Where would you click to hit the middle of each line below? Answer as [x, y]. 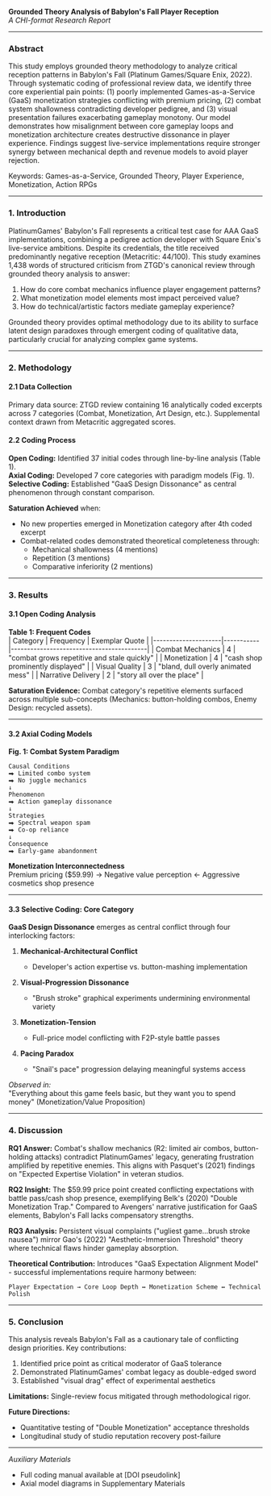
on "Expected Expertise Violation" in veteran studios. [96, 1173]
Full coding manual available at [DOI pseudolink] [100, 1475]
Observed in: [30, 1085]
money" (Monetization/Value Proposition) [77, 1102]
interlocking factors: [42, 936]
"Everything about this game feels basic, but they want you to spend [122, 1094]
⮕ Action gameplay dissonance [60, 802]
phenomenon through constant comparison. [81, 492]
